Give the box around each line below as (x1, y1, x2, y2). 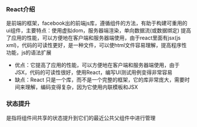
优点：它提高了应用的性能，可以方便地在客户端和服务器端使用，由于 (14, 62, 180, 69)
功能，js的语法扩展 (6, 49, 52, 56)
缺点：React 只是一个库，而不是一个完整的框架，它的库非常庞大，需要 (14, 76, 185, 83)
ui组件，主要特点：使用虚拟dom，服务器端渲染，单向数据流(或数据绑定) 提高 (6, 27, 192, 34)
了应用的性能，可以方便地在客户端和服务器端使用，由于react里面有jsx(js (6, 34, 181, 42)
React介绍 (6, 5, 35, 13)
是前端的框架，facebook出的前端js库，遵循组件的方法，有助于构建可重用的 (6, 19, 188, 27)
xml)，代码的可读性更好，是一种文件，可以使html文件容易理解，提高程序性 (6, 42, 187, 49)
